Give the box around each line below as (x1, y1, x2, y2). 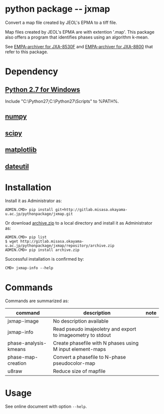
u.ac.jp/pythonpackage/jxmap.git (5, 211, 73, 217)
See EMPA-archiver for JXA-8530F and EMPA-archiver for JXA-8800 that (5, 43, 153, 49)
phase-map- (7, 354, 38, 361)
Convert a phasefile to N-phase (53, 354, 126, 361)
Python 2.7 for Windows (5, 85, 81, 94)
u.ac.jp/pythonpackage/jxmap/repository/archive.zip (5, 243, 115, 248)
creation (7, 360, 27, 367)
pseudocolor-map (53, 360, 95, 367)
